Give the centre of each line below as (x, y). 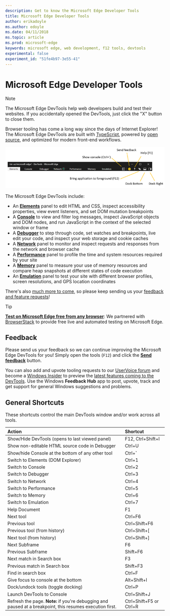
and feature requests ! (28, 296)
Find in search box (27, 573)
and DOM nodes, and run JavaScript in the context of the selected (81, 222)
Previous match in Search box (38, 566)
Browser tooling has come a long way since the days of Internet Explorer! (81, 129)
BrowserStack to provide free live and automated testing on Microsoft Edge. (84, 322)
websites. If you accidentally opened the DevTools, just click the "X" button (84, 114)
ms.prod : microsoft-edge (31, 43)
